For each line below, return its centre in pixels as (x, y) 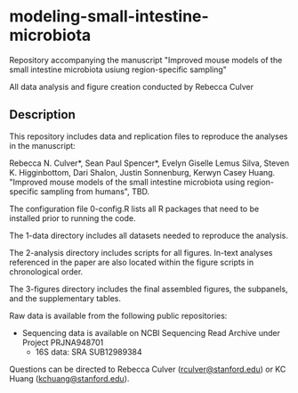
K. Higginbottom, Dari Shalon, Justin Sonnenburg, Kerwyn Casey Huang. (142, 172)
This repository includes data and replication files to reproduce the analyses (149, 136)
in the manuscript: (42, 145)
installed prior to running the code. (72, 218)
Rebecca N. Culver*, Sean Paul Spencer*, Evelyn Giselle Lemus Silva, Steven (149, 163)
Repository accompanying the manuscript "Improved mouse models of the (146, 60)
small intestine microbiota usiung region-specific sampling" (118, 70)
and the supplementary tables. (65, 298)
